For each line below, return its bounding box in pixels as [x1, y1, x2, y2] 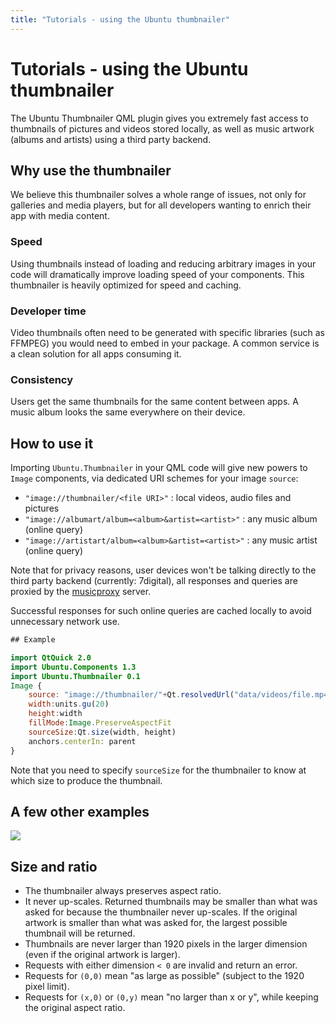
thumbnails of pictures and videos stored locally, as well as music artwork [10, 122, 315, 135]
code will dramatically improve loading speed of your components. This [10, 268, 305, 280]
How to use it [10, 435, 94, 452]
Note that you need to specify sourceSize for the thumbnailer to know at [10, 764, 307, 776]
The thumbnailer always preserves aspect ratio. [24, 885, 222, 897]
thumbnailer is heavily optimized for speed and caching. [10, 279, 242, 291]
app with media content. [10, 210, 110, 222]
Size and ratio [10, 858, 98, 875]
